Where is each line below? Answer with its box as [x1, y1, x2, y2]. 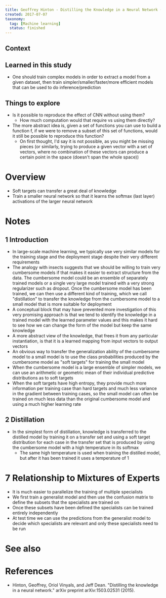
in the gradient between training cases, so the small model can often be [12, 391, 159, 397]
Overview [5, 171, 46, 183]
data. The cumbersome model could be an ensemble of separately [12, 275, 148, 281]
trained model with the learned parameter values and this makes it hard [12, 317, 158, 323]
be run [12, 526, 26, 532]
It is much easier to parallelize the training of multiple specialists [12, 489, 143, 494]
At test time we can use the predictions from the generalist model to [12, 515, 151, 521]
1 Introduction [5, 235, 48, 244]
